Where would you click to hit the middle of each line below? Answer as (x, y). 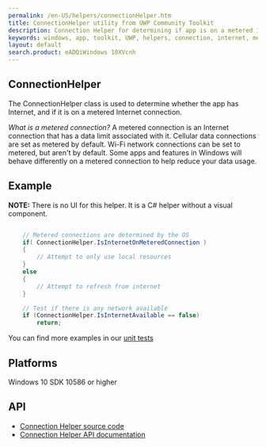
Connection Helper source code (72, 426)
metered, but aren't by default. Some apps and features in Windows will (125, 152)
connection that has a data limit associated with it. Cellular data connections (132, 136)
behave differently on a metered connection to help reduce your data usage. (133, 161)
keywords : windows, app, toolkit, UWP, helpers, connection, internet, (129, 38)
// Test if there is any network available (95, 308)
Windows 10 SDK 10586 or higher (63, 382)
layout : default (35, 45)
